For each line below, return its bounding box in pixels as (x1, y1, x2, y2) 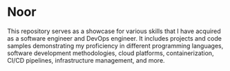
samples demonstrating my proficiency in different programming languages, (7, 41, 224, 50)
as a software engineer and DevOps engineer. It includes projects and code (7, 34, 222, 42)
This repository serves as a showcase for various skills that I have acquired (7, 27, 221, 35)
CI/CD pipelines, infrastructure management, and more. (7, 56, 165, 64)
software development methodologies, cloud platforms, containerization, (7, 49, 214, 57)
